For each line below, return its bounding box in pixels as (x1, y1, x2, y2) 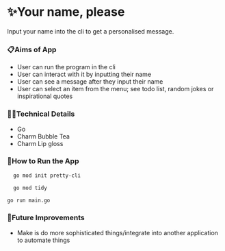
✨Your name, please (7, 4, 125, 20)
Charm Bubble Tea (16, 132, 70, 141)
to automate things (16, 236, 70, 244)
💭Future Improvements (7, 213, 85, 223)
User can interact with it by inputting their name (16, 70, 152, 79)
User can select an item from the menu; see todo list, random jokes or (16, 85, 214, 93)
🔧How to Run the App (7, 156, 79, 166)
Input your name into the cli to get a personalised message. (7, 27, 174, 35)
